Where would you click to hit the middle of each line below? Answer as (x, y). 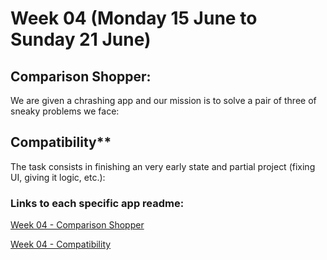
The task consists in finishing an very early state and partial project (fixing (163, 166)
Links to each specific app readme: (97, 203)
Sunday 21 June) (81, 39)
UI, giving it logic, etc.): (58, 177)
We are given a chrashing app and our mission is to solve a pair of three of (163, 100)
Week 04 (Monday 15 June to (134, 18)
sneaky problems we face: (65, 111)
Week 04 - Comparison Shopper (77, 225)
